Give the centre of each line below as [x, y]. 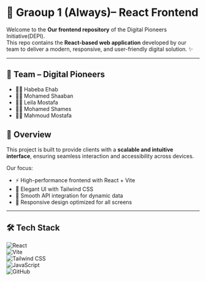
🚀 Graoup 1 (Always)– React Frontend [102, 13]
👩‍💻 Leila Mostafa [36, 102]
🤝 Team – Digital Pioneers [56, 75]
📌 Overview [29, 135]
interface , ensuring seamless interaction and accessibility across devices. [100, 156]
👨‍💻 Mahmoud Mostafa [44, 115]
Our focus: [20, 167]
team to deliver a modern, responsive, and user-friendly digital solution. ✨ [100, 49]
